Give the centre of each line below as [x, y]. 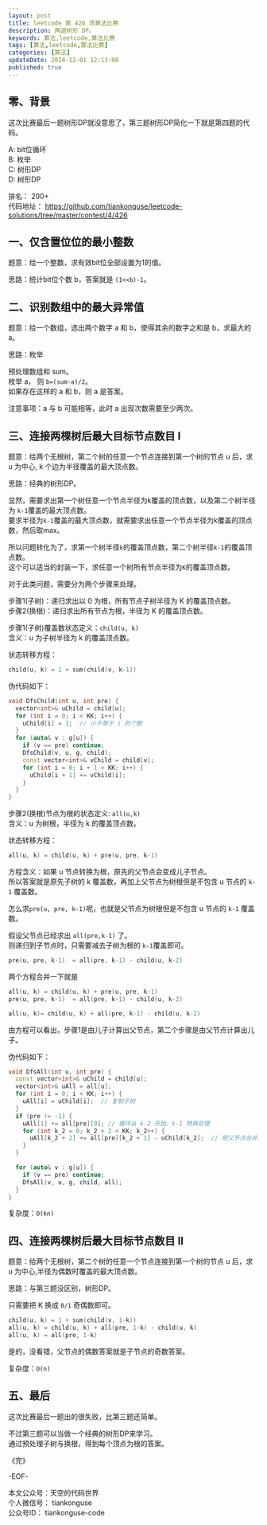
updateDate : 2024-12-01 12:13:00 [64, 61]
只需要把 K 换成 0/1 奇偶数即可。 [62, 1305]
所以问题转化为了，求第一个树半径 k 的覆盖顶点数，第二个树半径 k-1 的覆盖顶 [130, 547]
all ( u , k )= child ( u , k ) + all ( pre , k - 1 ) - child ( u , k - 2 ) [104, 1013]
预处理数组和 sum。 [41, 372]
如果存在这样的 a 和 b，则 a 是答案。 [68, 392]
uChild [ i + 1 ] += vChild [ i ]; [77, 775]
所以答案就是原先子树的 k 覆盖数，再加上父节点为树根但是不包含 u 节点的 [128, 882]
